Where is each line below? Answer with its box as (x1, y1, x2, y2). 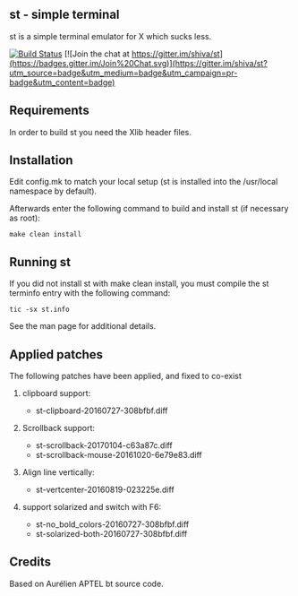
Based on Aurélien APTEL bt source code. (9, 578, 164, 589)
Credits (9, 555, 52, 570)
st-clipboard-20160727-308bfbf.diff (35, 405, 168, 416)
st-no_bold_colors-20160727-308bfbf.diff (35, 519, 190, 530)
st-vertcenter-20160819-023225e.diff (35, 484, 175, 496)
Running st (9, 255, 72, 270)
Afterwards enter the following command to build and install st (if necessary (9, 203, 289, 214)
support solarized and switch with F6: (21, 502, 162, 513)
